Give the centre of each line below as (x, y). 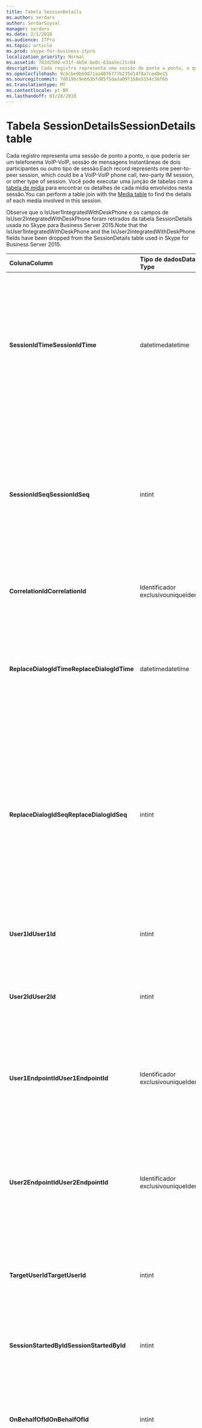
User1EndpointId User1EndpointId (59, 1078)
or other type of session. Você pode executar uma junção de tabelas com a (99, 181)
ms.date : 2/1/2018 (29, 34)
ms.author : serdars (31, 18)
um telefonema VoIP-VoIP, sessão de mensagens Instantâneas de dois (93, 162)
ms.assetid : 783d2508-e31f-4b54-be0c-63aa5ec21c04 (71, 62)
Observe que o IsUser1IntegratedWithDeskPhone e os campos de (87, 212)
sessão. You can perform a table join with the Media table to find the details (99, 194)
